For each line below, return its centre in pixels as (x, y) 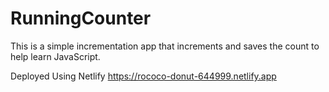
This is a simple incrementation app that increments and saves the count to (165, 46)
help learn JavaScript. (55, 56)
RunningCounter (81, 18)
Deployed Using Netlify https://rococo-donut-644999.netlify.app (143, 76)
